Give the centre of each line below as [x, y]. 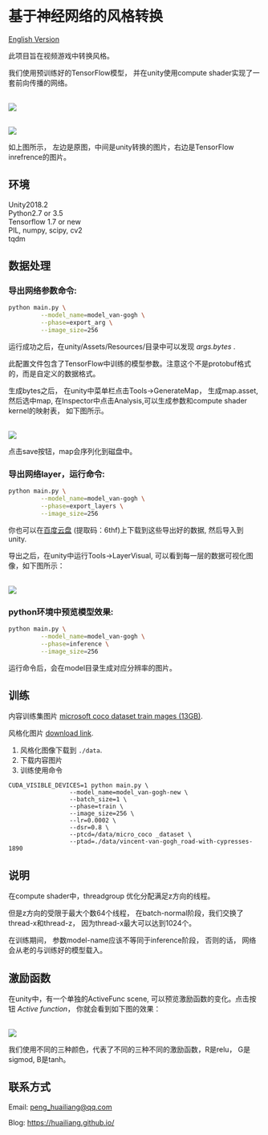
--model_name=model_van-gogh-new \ [129, 792]
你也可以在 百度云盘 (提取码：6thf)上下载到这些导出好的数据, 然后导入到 [126, 529]
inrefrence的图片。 [39, 156]
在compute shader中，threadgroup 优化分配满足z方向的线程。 [112, 896]
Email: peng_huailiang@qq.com [60, 1107]
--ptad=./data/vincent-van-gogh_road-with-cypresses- [161, 842]
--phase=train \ [97, 807]
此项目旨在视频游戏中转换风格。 [61, 55]
